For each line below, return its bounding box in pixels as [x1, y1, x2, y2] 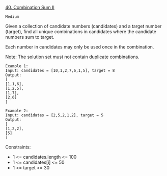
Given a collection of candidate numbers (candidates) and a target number [5, 23, 162, 29]
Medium [5, 14, 19, 19]
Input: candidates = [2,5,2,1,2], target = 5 [5, 113, 103, 118]
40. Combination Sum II [5, 5, 55, 10]
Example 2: [5, 108, 29, 113]
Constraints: [5, 144, 31, 150]
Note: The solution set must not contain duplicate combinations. [5, 54, 140, 60]
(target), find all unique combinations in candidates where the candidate [5, 29, 157, 35]
